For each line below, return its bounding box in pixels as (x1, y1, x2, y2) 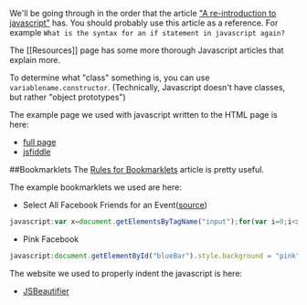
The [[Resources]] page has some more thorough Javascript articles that (9, 45, 284, 56)
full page (22, 137, 57, 147)
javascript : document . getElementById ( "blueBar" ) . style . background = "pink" (9, 251, 301, 260)
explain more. (9, 55, 61, 65)
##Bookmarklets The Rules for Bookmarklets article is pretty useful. (9, 164, 265, 174)
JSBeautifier (22, 285, 70, 296)
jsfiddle (22, 146, 51, 157)
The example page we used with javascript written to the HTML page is (9, 110, 278, 120)
